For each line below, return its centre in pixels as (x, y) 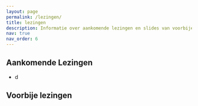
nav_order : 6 (22, 39)
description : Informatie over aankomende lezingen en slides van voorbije (100, 28)
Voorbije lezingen (39, 96)
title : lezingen (26, 22)
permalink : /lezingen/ (34, 17)
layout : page (22, 11)
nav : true (18, 34)
